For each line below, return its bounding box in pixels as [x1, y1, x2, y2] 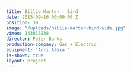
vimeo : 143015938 [6, 31, 49, 36]
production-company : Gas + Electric [6, 42, 97, 48]
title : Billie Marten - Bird [6, 8, 78, 15]
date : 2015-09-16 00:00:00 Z [6, 14, 78, 20]
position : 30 [6, 19, 39, 25]
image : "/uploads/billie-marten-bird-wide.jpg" [6, 25, 126, 31]
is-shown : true [6, 52, 44, 58]
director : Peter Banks [6, 36, 62, 42]
